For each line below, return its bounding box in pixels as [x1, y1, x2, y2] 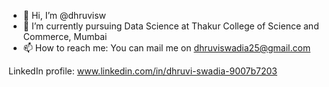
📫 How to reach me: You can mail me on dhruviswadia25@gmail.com [22, 42, 311, 54]
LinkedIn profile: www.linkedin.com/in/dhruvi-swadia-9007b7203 [8, 65, 278, 77]
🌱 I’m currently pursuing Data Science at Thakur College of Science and [22, 20, 320, 32]
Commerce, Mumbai [22, 31, 108, 42]
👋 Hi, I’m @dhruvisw [22, 10, 107, 21]
